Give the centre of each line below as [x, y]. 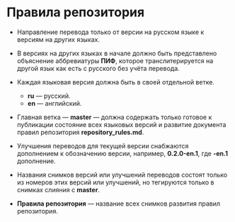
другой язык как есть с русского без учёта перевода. [98, 68]
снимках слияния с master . [58, 189]
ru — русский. [49, 96]
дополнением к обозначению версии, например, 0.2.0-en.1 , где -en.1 [122, 153]
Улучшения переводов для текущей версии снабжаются [103, 145]
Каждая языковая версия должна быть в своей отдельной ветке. [116, 82]
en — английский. [55, 103]
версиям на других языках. [58, 39]
